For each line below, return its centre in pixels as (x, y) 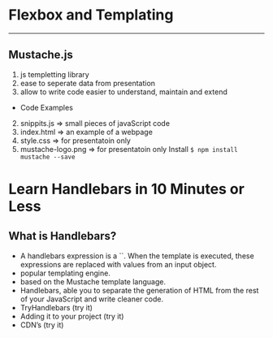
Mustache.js (41, 55)
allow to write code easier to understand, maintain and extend (123, 92)
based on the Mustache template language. (93, 281)
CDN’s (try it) (42, 325)
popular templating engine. (65, 273)
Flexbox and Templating (91, 15)
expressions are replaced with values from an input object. (118, 264)
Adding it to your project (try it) (72, 316)
